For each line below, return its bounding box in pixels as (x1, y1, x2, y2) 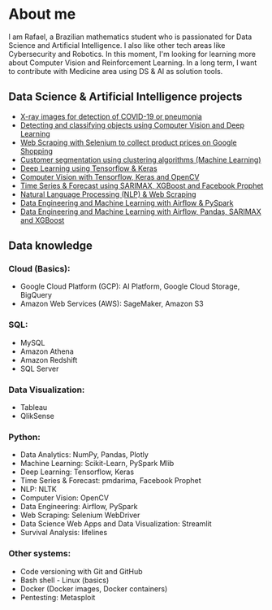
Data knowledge (8, 239, 93, 253)
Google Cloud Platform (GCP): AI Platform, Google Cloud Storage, (19, 281, 240, 291)
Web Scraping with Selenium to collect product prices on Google (19, 137, 237, 147)
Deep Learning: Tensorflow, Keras (19, 467, 135, 477)
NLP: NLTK (19, 485, 57, 495)
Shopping (19, 146, 53, 155)
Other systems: (8, 548, 71, 560)
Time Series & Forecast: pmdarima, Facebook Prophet (19, 476, 201, 486)
